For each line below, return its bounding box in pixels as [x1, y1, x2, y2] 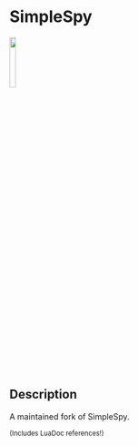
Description [9, 387, 77, 402]
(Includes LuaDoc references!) [9, 429, 104, 438]
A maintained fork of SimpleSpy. [9, 410, 130, 421]
